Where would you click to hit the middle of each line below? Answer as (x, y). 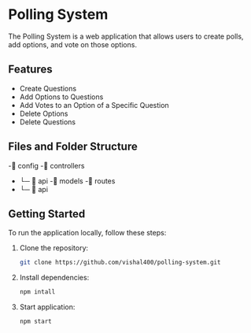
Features (30, 70)
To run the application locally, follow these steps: (87, 233)
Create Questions (48, 88)
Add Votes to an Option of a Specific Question (94, 105)
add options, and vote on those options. (73, 44)
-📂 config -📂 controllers (46, 165)
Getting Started (47, 214)
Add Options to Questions (61, 97)
